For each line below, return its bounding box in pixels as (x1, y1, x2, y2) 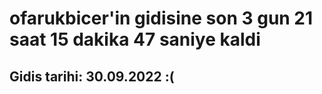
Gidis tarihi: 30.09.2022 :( (9, 68, 175, 85)
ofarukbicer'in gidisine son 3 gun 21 (9, 7, 314, 30)
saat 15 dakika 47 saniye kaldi (9, 28, 261, 51)
